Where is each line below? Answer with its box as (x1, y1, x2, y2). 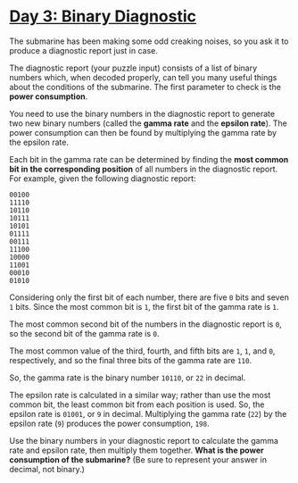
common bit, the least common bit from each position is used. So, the (9, 399, 265, 410)
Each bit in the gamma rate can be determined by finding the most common (9, 154, 289, 164)
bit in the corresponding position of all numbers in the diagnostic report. (9, 163, 278, 174)
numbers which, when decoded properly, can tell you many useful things (9, 71, 277, 82)
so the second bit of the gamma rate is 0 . (9, 328, 160, 338)
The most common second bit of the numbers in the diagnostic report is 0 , (9, 319, 283, 329)
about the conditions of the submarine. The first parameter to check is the (9, 81, 281, 92)
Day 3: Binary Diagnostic (9, 6, 197, 27)
